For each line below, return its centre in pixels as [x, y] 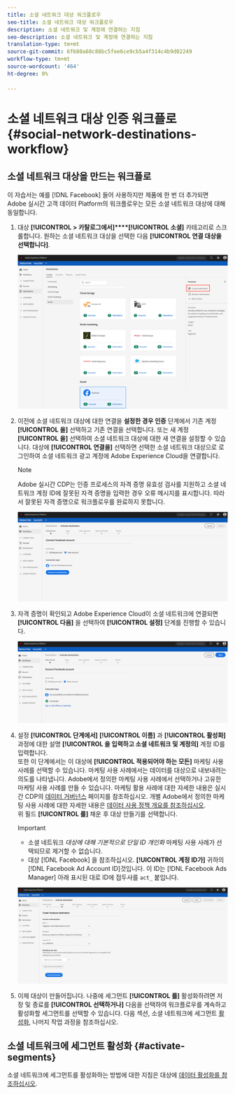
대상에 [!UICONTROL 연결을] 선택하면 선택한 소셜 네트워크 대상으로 [125, 447]
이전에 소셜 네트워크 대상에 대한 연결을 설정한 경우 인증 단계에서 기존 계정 [117, 420]
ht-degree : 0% [28, 73]
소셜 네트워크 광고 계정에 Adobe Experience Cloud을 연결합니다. [131, 455]
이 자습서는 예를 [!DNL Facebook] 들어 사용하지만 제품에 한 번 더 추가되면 [108, 194]
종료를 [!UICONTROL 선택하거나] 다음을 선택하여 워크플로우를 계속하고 [129, 1004]
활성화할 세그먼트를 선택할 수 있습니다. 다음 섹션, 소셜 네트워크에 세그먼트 [117, 1013]
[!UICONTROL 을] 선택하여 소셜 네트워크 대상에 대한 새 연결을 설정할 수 [115, 438]
